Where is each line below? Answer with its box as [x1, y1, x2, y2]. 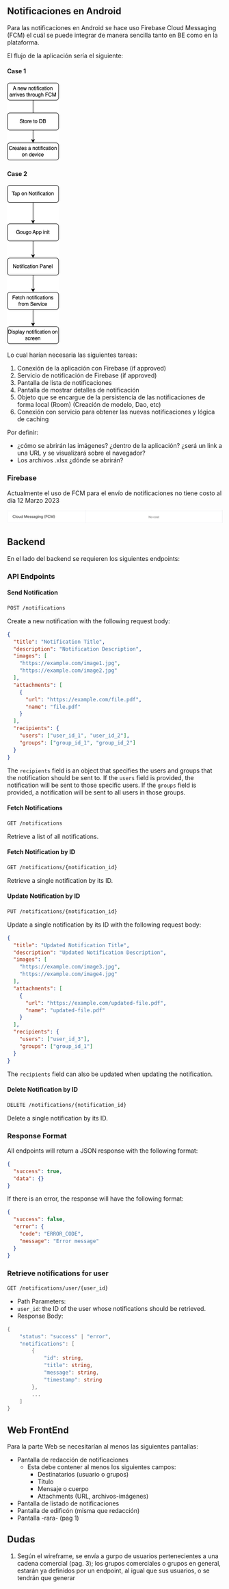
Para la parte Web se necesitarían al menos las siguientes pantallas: [7, 1442, 198, 1451]
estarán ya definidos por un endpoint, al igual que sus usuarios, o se [16, 1566, 210, 1575]
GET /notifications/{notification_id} [7, 864, 118, 871]
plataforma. [7, 38, 40, 47]
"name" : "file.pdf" [25, 703, 81, 710]
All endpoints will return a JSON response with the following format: [7, 1147, 198, 1155]
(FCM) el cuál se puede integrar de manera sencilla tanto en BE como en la [7, 31, 218, 39]
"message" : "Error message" [19, 1238, 99, 1244]
